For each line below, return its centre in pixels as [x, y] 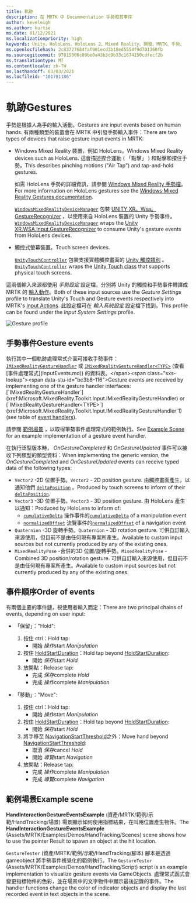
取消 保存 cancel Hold [57, 750]
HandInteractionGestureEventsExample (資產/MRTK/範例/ [77, 815]
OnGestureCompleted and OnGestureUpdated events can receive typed [92, 461]
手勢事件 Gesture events [50, 343]
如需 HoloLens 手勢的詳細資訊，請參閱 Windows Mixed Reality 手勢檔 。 [100, 184]
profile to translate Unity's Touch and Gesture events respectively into [90, 298]
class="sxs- [162, 373]
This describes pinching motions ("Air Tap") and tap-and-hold [99, 166]
